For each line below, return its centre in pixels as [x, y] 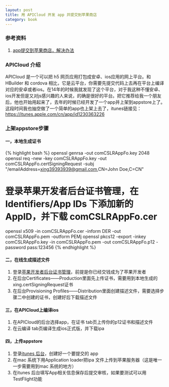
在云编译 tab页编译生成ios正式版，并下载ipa [58, 329]
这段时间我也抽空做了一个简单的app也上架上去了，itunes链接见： [74, 108]
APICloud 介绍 [23, 65]
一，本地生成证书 [23, 141]
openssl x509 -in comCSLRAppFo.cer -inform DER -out [63, 231]
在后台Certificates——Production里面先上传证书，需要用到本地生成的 [85, 278]
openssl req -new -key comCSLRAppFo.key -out [56, 159]
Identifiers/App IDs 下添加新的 [69, 204]
